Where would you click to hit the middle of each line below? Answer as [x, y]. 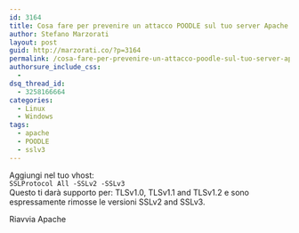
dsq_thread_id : [37, 84]
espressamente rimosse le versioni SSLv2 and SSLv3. [107, 202]
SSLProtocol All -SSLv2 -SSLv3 [67, 183]
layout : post [33, 42]
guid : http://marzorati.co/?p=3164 [75, 51]
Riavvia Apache [38, 219]
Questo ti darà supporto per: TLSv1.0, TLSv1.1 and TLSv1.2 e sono [129, 192]
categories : [31, 100]
